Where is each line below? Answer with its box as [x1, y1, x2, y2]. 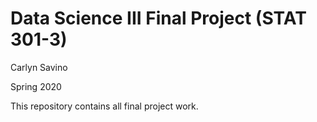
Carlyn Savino [10, 61, 68, 73]
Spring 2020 [10, 80, 62, 92]
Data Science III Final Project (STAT [10, 7, 307, 30]
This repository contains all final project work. [10, 100, 199, 112]
